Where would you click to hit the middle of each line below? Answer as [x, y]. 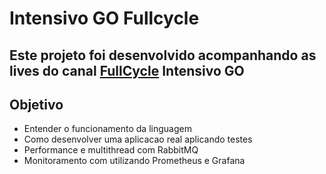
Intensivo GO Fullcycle [104, 18]
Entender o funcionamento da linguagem [107, 129]
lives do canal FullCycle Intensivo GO [127, 70]
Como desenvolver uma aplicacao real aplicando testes [138, 139]
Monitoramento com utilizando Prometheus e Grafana [134, 161]
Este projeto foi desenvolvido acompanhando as [163, 55]
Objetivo [36, 104]
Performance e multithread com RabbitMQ [111, 150]
